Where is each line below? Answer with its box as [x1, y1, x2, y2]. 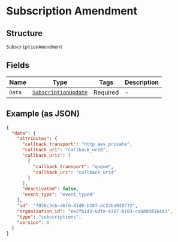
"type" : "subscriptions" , [17, 214, 82, 220]
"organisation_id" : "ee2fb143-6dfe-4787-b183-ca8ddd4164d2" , [17, 208, 173, 214]
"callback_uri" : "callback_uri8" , [22, 147, 109, 153]
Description [125, 78, 159, 86]
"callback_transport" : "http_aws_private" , [22, 141, 133, 148]
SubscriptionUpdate [32, 89, 88, 95]
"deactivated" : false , [22, 186, 79, 192]
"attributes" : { [17, 136, 58, 142]
